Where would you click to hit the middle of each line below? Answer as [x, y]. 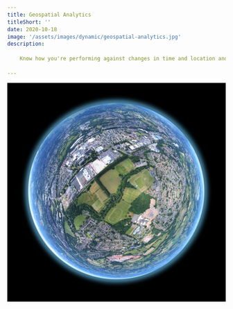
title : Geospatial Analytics [49, 15]
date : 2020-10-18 [32, 29]
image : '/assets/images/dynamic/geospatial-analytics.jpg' [94, 37]
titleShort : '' [29, 22]
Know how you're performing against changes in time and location [118, 59]
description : [26, 44]
